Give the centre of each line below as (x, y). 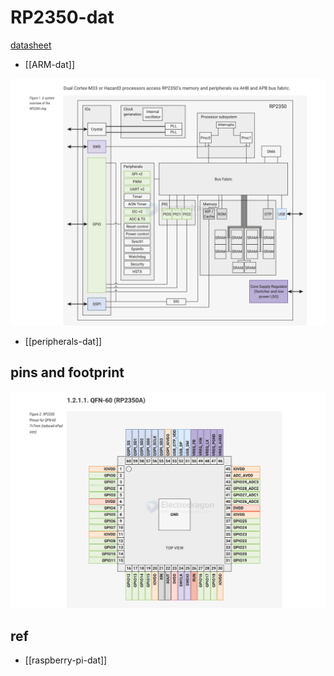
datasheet (31, 45)
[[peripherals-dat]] (63, 341)
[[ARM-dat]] (49, 64)
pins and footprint (67, 372)
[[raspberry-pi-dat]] (66, 660)
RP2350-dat (62, 17)
